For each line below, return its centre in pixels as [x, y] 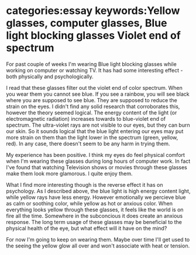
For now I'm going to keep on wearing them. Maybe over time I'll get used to [98, 239]
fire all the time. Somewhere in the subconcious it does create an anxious [94, 216]
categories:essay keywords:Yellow [93, 11]
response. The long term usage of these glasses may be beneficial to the [94, 222]
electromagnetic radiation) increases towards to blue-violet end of [86, 118]
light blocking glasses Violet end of [94, 36]
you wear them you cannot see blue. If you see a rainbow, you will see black [98, 94]
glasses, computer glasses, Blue [87, 23]
